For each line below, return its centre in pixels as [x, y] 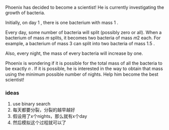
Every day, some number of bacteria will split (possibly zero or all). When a [83, 32]
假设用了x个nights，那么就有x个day [50, 116]
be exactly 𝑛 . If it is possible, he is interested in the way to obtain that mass [84, 69]
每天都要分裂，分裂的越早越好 [44, 110]
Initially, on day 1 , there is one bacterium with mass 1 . [62, 23]
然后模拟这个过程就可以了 [39, 123]
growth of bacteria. [25, 13]
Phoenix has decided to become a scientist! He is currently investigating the [85, 7]
